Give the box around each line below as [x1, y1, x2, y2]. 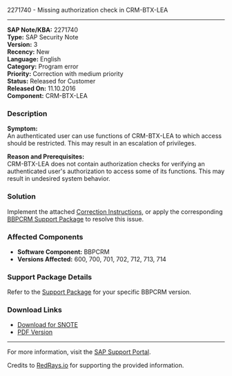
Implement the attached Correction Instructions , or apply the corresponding [7, 207, 223, 216]
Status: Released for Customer [7, 77, 96, 85]
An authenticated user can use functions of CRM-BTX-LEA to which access [7, 132, 222, 140]
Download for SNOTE [17, 321, 78, 329]
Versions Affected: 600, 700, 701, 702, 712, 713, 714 [17, 255, 167, 263]
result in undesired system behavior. [7, 175, 110, 183]
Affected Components [7, 232, 84, 241]
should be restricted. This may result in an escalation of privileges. [7, 139, 197, 148]
